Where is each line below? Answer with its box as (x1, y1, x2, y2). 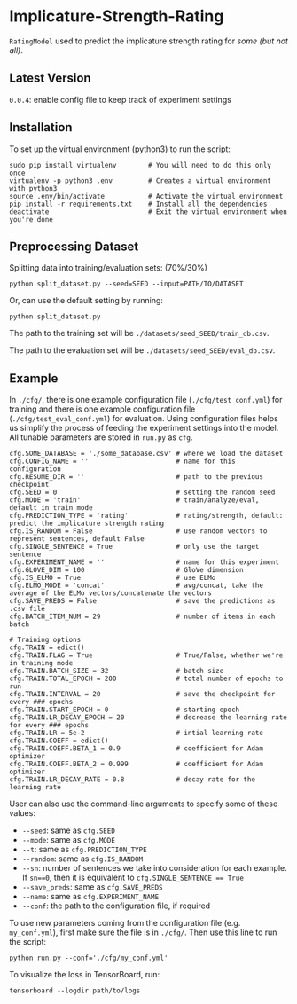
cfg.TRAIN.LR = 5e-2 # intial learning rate (9, 729, 264, 738)
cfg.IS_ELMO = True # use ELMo (9, 574, 216, 583)
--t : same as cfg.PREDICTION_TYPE (21, 844, 148, 855)
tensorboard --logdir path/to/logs (9, 986, 141, 995)
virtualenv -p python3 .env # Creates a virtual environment (9, 176, 272, 185)
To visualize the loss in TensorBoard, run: (9, 969, 160, 980)
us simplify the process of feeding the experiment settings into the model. (9, 423, 279, 434)
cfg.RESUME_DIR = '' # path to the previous (9, 473, 264, 482)
